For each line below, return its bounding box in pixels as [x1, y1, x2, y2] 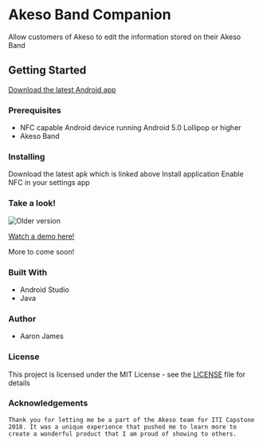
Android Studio [19, 285, 69, 294]
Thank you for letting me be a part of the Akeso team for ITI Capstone [8, 416, 255, 424]
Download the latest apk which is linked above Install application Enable [8, 169, 245, 179]
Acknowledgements [8, 397, 88, 409]
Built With [8, 266, 48, 278]
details [8, 377, 30, 388]
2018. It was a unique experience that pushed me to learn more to [8, 423, 237, 431]
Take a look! [8, 198, 56, 209]
